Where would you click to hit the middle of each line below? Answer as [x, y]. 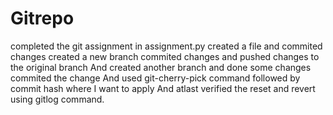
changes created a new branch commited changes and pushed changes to [165, 56]
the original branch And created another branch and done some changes [161, 67]
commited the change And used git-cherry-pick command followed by [155, 78]
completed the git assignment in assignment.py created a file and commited [166, 46]
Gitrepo [42, 18]
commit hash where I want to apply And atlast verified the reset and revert [163, 88]
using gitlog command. [57, 99]
